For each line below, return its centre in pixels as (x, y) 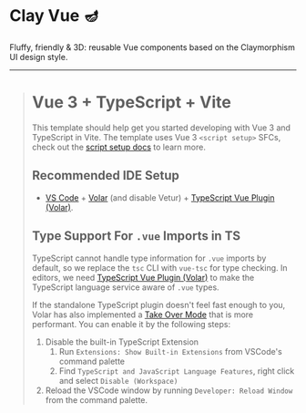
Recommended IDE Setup (106, 176)
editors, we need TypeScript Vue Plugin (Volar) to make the (143, 277)
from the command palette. (97, 399)
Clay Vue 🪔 (55, 16)
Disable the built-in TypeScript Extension (122, 342)
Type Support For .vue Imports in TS (136, 236)
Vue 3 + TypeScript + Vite (132, 103)
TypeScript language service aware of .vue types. (126, 287)
